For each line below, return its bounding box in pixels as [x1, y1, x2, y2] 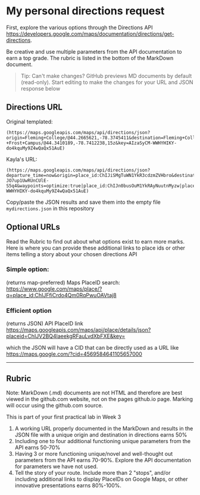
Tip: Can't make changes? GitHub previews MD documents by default [20, 72, 192, 79]
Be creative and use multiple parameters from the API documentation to [6, 48, 182, 55]
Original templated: [6, 118, 53, 125]
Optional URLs [6, 222, 61, 232]
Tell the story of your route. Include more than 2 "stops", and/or [14, 469, 171, 476]
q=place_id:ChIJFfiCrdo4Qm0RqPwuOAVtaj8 [6, 291, 117, 298]
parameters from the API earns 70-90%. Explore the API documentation [14, 456, 192, 463]
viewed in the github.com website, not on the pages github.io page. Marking [6, 395, 193, 403]
